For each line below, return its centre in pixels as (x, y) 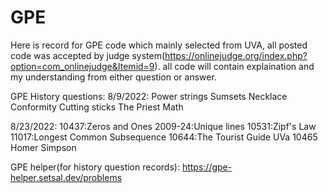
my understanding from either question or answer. (113, 77)
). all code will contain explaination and (234, 66)
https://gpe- (207, 167)
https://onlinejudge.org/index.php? (236, 55)
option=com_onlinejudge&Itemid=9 (82, 66)
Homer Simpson (43, 147)
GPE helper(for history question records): (95, 167)
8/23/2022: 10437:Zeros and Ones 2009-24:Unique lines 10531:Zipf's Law (163, 126)
